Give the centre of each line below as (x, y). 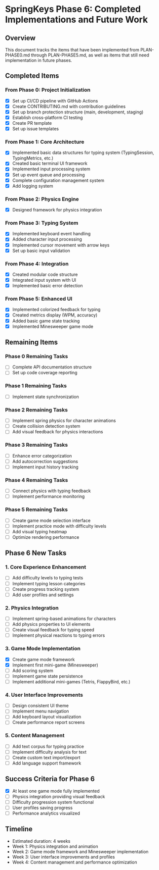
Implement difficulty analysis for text (49, 752)
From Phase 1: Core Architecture (45, 142)
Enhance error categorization (42, 456)
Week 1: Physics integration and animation (55, 846)
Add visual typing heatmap (40, 531)
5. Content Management (35, 735)
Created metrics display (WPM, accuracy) (55, 315)
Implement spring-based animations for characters (64, 619)
